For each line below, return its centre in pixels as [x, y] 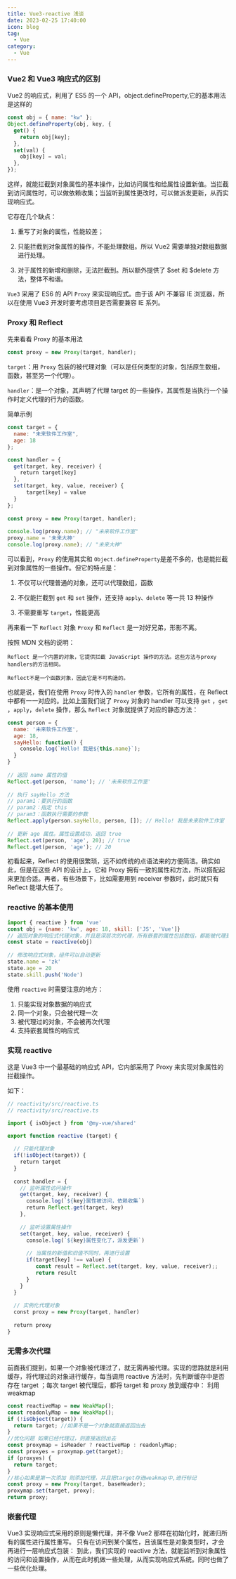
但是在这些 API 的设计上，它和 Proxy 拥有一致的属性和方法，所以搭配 [119, 870]
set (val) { [29, 150]
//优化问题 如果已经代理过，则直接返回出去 [62, 1439]
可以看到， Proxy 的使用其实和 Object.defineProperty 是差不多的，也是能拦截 [118, 558]
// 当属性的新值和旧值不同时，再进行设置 [78, 1253]
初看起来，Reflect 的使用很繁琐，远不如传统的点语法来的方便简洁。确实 [111, 861]
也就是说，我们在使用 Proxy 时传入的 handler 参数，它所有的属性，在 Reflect [118, 692]
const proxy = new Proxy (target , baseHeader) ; [77, 1484]
